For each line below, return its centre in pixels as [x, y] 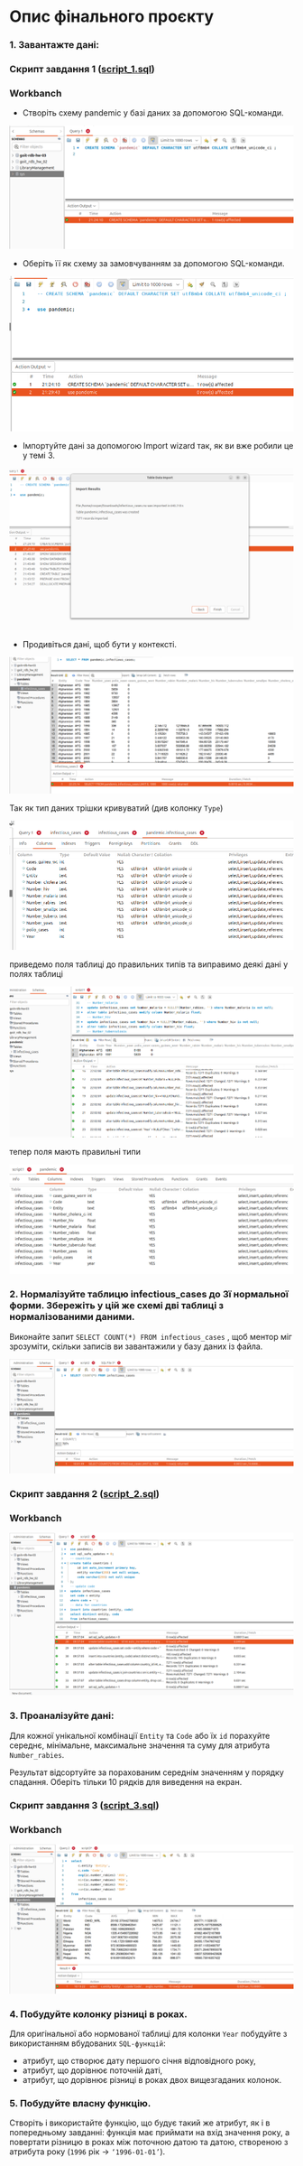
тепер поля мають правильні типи [75, 1152]
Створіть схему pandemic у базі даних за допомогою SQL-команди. [153, 113]
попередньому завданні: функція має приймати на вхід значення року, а [150, 2133]
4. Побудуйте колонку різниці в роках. [98, 2013]
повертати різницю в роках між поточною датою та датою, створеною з [149, 2143]
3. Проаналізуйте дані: [62, 1715]
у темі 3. [39, 456]
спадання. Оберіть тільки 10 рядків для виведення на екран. [126, 1781]
